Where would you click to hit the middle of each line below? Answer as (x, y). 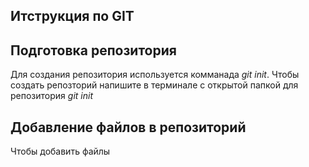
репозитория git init (51, 96)
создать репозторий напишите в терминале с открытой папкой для (154, 85)
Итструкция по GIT (72, 16)
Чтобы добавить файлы (60, 151)
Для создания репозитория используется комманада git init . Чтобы (155, 75)
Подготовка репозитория (93, 50)
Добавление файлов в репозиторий (128, 127)
